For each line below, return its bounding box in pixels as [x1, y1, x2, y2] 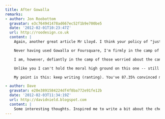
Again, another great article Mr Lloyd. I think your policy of [14, 39, 148, 44]
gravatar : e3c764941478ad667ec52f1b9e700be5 [9, 21, 102, 26]
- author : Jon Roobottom [5, 16, 56, 21]
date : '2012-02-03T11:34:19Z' [9, 93, 71, 98]
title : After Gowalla [5, 7, 50, 12]
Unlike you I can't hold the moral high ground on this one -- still [14, 66, 160, 71]
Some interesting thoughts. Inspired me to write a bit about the [14, 106, 153, 111]
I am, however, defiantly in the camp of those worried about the [14, 57, 153, 62]
